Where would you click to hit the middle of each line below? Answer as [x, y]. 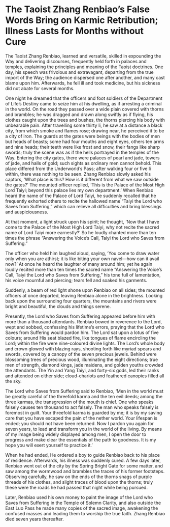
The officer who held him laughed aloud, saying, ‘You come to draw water [82, 253]
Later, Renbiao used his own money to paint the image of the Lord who [79, 497]
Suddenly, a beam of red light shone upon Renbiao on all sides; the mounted [85, 290]
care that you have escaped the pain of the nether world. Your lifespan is [81, 418]
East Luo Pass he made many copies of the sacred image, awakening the [82, 508]
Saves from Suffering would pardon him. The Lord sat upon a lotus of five [82, 332]
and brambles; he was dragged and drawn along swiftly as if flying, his [79, 114]
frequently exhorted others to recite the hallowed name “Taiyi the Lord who [84, 201]
